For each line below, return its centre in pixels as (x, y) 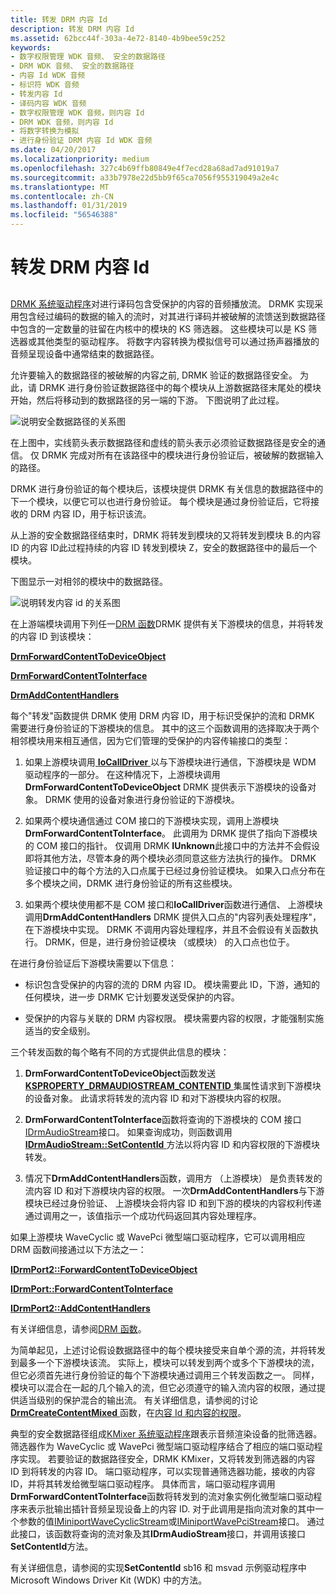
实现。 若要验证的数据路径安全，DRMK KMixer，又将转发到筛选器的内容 (167, 1458)
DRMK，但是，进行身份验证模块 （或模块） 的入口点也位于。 (169, 942)
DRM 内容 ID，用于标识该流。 (90, 513)
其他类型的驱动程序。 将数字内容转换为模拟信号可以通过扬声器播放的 (178, 341)
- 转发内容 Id (36, 94)
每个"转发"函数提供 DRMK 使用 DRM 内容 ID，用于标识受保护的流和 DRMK (162, 715)
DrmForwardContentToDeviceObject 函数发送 (120, 1073)
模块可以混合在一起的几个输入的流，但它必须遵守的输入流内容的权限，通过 (163, 1387)
